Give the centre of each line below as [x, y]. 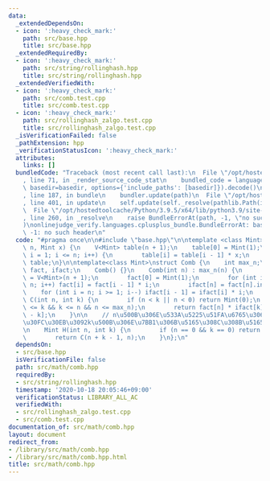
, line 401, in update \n [64, 203]
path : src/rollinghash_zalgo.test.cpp [88, 121]
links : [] [39, 166]
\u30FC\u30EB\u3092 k [57, 323]
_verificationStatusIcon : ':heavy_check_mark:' [97, 150]
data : [17, 16]
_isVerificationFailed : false [66, 135]
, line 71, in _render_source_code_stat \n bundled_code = [127, 181]
